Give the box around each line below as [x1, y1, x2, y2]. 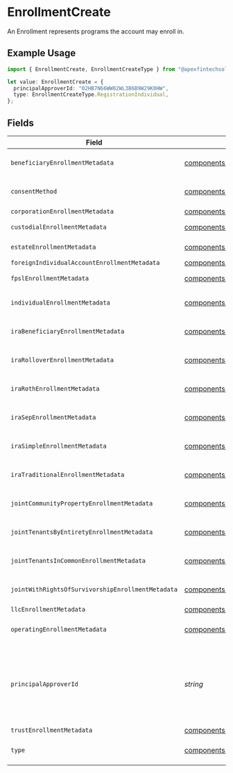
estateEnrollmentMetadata [10, 243, 96, 251]
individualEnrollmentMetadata [10, 298, 111, 307]
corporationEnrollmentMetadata [10, 207, 114, 215]
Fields [7, 117, 35, 129]
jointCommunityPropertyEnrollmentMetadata [10, 499, 153, 507]
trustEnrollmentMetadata [10, 726, 93, 734]
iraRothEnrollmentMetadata [10, 384, 100, 393]
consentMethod [10, 187, 58, 195]
